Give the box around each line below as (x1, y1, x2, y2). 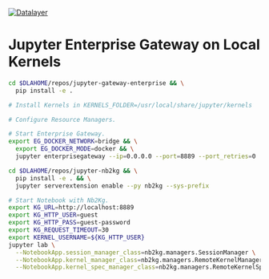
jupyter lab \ (8, 241, 56, 249)
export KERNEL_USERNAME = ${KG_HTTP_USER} (8, 233, 146, 241)
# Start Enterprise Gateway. (8, 130, 106, 138)
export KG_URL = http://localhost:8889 (8, 204, 134, 212)
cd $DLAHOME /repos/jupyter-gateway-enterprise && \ (8, 79, 184, 87)
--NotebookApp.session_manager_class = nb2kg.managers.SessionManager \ (15, 249, 256, 257)
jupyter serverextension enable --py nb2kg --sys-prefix (15, 181, 210, 190)
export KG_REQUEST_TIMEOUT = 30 (8, 226, 110, 234)
